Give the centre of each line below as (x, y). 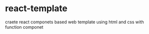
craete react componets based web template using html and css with (74, 22)
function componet (24, 27)
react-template (36, 8)
